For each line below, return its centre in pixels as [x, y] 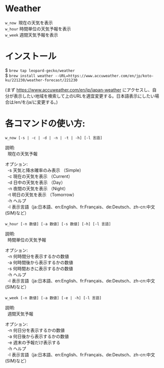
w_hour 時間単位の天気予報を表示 [38, 29]
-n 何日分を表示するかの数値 [36, 330]
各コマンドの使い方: [45, 124]
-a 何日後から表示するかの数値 [38, 336]
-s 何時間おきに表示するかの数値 [40, 268]
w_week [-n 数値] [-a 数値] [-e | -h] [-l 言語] [53, 298]
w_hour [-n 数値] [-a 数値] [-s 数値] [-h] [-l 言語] [58, 224]
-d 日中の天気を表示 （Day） [36, 182]
